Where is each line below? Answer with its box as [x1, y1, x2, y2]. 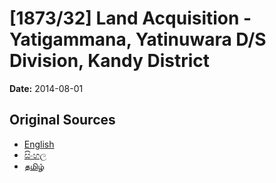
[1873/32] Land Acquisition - [9, 7, 252, 30]
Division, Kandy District [9, 50, 211, 72]
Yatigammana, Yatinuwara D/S [9, 28, 267, 51]
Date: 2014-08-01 [9, 82, 84, 94]
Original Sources [9, 112, 116, 129]
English [23, 138, 55, 150]
